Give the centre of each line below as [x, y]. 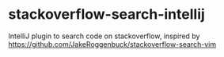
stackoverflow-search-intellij [107, 14]
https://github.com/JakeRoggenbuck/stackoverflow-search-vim [112, 44]
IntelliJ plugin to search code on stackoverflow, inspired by [104, 36]
